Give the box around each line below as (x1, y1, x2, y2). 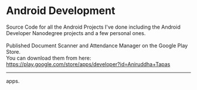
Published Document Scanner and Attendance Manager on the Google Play (6, 42, 188, 49)
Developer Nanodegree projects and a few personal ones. (6, 29, 146, 36)
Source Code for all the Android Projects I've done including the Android (6, 23, 181, 30)
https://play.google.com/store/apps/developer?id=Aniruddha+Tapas (6, 60, 171, 68)
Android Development (6, 4, 116, 18)
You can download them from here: (6, 54, 91, 61)
